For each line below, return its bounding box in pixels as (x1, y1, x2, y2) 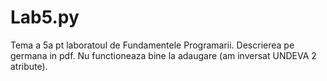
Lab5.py (10, 6, 80, 29)
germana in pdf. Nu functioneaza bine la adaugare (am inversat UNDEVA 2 (10, 49, 317, 61)
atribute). (10, 60, 48, 72)
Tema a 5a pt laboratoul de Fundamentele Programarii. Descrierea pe (10, 39, 295, 51)
